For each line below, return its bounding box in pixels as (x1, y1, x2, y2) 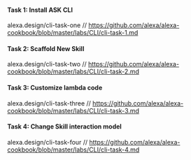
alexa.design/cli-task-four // (7, 138, 88, 146)
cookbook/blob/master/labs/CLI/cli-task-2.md (7, 67, 140, 76)
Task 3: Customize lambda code (7, 84, 103, 92)
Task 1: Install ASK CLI (7, 6, 73, 14)
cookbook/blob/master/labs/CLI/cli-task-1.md (7, 29, 139, 37)
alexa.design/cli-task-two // (7, 60, 87, 68)
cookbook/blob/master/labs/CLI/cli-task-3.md (7, 106, 140, 115)
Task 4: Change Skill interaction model (7, 122, 122, 131)
